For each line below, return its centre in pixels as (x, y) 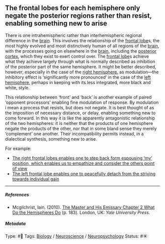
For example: (18, 148)
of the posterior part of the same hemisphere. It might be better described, (81, 66)
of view (20, 168)
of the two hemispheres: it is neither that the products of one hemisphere (79, 123)
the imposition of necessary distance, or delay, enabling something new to (80, 113)
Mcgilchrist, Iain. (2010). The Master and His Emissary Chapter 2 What (83, 207)
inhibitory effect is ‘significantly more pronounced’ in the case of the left (78, 77)
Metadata (15, 224)
